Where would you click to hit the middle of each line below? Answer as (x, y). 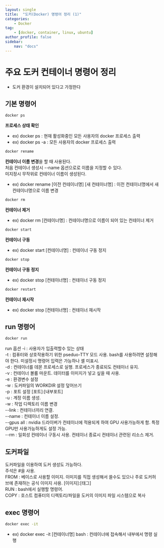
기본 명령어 (21, 104)
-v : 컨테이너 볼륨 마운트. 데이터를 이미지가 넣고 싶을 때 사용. (63, 373)
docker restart (21, 289)
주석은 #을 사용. (20, 471)
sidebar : (14, 42)
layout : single (21, 10)
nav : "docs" (26, 46)
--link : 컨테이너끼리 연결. (29, 410)
